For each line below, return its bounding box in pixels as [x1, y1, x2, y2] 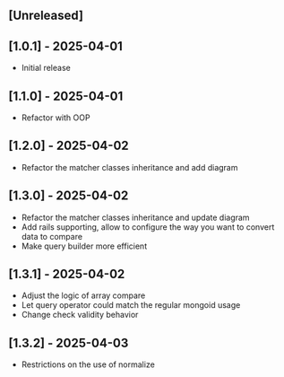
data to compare [21, 231, 82, 241]
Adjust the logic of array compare [21, 290, 146, 301]
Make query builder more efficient [21, 241, 148, 251]
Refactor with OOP [21, 112, 90, 123]
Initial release [21, 63, 71, 74]
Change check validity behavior [21, 310, 139, 320]
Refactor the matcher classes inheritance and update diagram [21, 212, 250, 223]
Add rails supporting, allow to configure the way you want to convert [21, 221, 275, 232]
